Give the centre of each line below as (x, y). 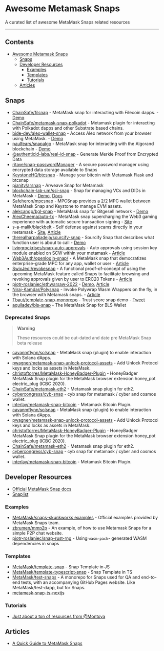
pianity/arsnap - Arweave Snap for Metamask (58, 185)
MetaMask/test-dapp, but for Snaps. (49, 588)
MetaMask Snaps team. (36, 523)
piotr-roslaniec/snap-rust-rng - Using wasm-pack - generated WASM (80, 538)
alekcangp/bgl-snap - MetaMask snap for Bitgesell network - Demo (80, 211)
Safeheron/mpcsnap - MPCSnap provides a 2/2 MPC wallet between (81, 201)
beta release (30, 343)
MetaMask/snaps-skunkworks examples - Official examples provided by (85, 517)
